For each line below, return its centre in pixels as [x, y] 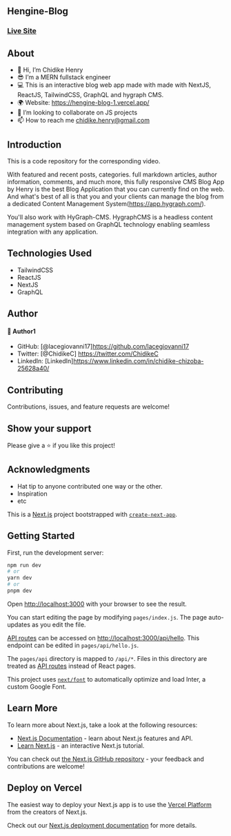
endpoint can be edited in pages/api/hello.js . [73, 645]
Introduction [34, 144]
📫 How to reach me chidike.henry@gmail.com [83, 121]
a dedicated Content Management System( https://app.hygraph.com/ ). [107, 203]
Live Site [22, 31]
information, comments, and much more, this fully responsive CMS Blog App [116, 181]
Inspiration [32, 493]
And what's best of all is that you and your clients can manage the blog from [115, 196]
